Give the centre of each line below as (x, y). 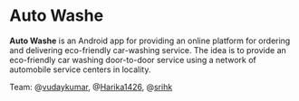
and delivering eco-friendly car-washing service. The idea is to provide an (148, 50)
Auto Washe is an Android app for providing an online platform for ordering (150, 41)
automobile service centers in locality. (80, 69)
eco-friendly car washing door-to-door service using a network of (133, 60)
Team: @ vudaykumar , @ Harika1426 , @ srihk (91, 87)
